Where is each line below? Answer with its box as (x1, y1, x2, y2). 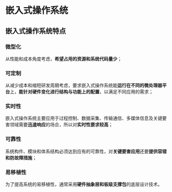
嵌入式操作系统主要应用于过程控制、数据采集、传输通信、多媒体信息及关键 (5, 115, 162, 122)
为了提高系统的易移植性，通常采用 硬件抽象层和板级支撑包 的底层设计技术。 (5, 181, 162, 187)
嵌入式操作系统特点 (5, 27, 66, 35)
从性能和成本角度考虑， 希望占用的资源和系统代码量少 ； (5, 56, 122, 62)
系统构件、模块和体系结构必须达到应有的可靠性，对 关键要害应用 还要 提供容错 (5, 148, 167, 154)
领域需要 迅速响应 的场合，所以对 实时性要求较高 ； (9, 122, 113, 128)
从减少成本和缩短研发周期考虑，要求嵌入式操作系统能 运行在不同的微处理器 (5, 82, 162, 88)
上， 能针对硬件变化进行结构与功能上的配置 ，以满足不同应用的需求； (10, 89, 154, 95)
